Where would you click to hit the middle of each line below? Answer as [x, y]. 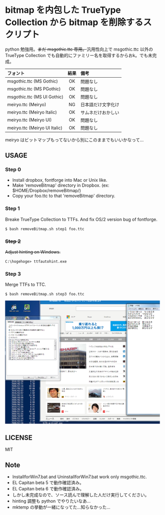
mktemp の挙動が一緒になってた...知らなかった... [61, 507]
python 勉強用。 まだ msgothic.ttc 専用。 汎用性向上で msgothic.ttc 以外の [79, 49]
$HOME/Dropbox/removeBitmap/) [46, 191]
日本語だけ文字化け [100, 105]
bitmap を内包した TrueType [63, 10]
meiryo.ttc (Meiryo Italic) [32, 112]
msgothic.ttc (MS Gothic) [32, 81]
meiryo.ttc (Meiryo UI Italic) [35, 128]
